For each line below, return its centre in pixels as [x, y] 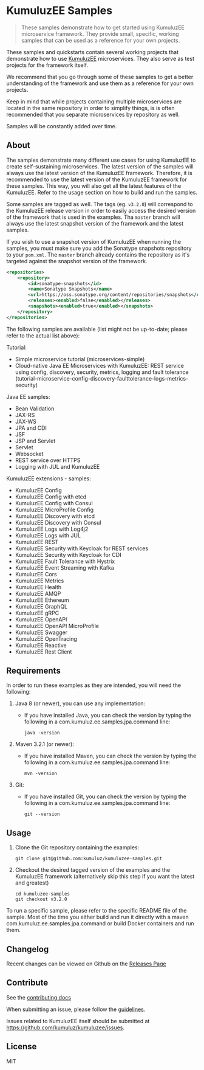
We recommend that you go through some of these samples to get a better [100, 77]
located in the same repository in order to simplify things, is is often [90, 108]
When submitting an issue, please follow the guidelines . [76, 1009]
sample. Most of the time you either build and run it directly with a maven [98, 917]
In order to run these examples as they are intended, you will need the [93, 685]
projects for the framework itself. [47, 65]
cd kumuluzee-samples [42, 894]
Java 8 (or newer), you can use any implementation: [80, 703]
